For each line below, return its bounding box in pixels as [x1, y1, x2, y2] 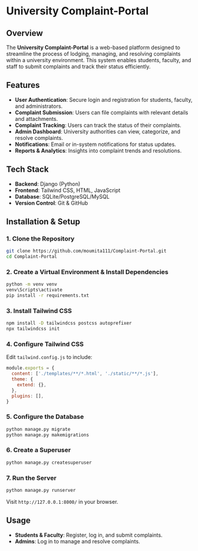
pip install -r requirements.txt [6, 293, 89, 299]
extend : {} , [17, 382, 47, 388]
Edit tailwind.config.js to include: [6, 354, 92, 361]
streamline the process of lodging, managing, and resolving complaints [6, 50, 181, 57]
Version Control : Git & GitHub [14, 199, 88, 206]
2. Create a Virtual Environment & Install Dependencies [6, 267, 169, 276]
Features [6, 80, 40, 90]
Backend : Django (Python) [14, 180, 81, 187]
